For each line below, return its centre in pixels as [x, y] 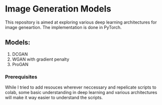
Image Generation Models [58, 9]
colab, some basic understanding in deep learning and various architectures [81, 92]
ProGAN [20, 64]
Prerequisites [21, 77]
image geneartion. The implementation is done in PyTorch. [64, 27]
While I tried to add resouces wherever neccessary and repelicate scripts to [81, 87]
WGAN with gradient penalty [40, 59]
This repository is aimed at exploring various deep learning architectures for [81, 22]
